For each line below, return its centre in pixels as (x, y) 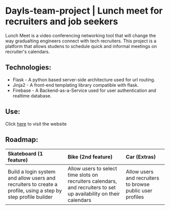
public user (139, 191)
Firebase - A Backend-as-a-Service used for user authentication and (84, 90)
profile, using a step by (35, 191)
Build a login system (32, 172)
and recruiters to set (92, 188)
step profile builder (30, 197)
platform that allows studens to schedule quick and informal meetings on (81, 46)
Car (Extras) (141, 157)
